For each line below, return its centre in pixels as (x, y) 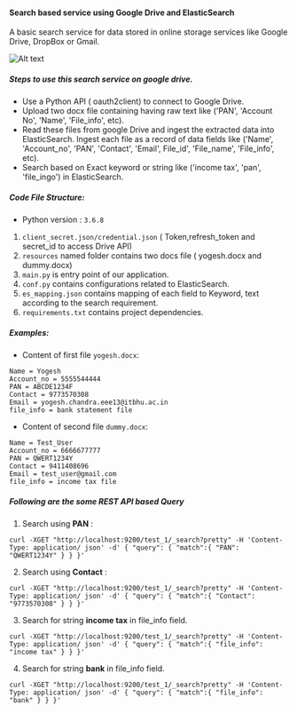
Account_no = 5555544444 (55, 379)
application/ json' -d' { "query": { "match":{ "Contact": (144, 596)
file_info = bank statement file (71, 410)
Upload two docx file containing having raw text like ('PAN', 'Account (147, 111)
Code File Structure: (47, 197)
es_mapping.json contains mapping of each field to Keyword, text (141, 294)
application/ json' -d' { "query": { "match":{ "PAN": (136, 548)
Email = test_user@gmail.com (63, 474)
